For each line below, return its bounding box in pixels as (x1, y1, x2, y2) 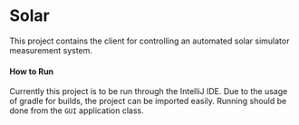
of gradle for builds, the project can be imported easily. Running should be (9, 96, 287, 107)
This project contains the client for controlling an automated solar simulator (9, 35, 290, 46)
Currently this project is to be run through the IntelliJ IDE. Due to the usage (9, 86, 288, 97)
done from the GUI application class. (9, 105, 144, 116)
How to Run (9, 65, 54, 77)
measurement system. (9, 44, 93, 55)
